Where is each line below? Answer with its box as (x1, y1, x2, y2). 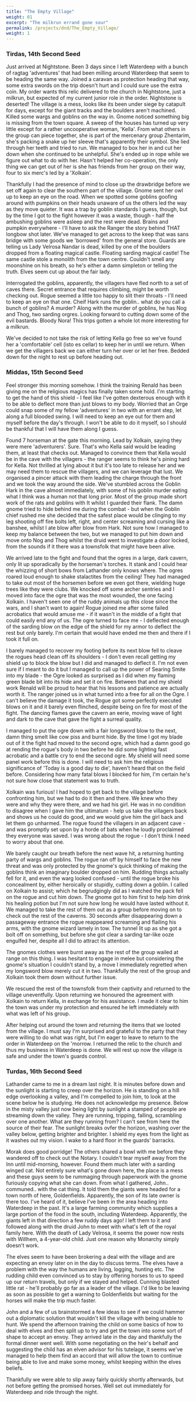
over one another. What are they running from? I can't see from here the (6, 1118, 180, 1125)
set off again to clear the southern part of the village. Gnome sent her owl (6, 187, 183, 194)
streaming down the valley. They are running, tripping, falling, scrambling (6, 1112, 183, 1119)
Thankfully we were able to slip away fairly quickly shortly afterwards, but (6, 1376, 184, 1383)
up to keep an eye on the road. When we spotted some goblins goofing (6, 193, 177, 200)
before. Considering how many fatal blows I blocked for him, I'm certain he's (6, 771, 190, 778)
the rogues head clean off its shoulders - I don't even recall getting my (6, 653, 176, 660)
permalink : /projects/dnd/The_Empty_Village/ (6, 25, 119, 31)
